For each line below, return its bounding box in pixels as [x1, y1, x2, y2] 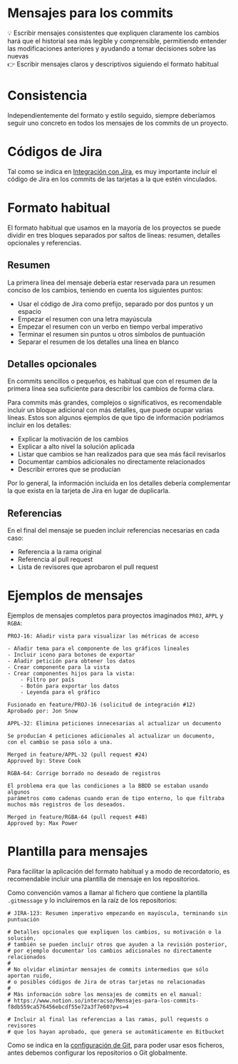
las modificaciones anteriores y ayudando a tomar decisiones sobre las [7, 44, 217, 53]
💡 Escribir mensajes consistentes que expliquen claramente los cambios [7, 29, 219, 37]
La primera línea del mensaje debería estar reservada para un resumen [7, 278, 216, 287]
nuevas [7, 51, 29, 60]
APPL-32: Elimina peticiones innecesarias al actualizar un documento [7, 720, 222, 727]
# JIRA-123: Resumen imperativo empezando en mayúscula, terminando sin [7, 910, 228, 917]
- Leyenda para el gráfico [20, 689, 100, 696]
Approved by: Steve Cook [7, 757, 81, 764]
